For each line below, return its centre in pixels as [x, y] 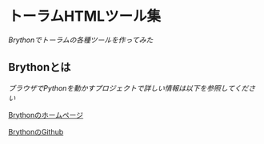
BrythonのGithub [36, 131]
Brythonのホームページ [46, 115]
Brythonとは [40, 67]
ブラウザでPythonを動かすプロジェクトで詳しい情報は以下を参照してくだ [128, 88]
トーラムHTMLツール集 [85, 16]
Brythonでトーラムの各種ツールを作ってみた [81, 40]
